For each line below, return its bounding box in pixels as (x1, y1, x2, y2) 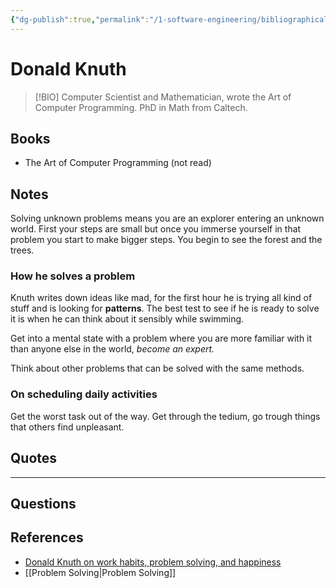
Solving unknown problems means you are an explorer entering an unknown (10, 212, 325, 225)
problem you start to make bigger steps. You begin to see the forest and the (10, 234, 323, 246)
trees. (10, 244, 35, 256)
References (10, 529, 84, 546)
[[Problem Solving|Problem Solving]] (24, 566, 177, 578)
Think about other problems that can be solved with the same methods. (10, 362, 305, 375)
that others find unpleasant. (10, 421, 125, 433)
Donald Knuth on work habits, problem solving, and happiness (24, 556, 282, 568)
